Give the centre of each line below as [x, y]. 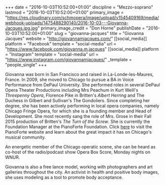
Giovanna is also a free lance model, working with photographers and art [79, 167]
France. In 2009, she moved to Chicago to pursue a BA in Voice [69, 79]
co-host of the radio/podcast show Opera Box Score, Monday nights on [78, 152]
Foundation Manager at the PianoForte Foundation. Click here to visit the [79, 127]
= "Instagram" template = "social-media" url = [52, 54]
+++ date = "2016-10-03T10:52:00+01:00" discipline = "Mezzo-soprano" [79, 7]
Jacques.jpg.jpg [21, 28]
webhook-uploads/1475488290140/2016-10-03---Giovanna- [67, 23]
